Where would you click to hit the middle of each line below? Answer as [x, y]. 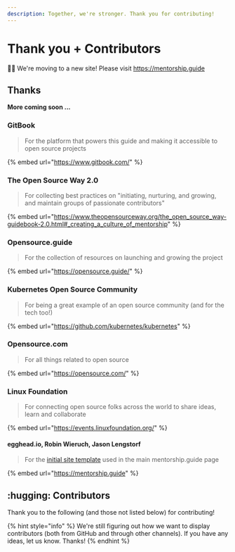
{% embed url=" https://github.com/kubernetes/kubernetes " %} [99, 326]
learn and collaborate [55, 414]
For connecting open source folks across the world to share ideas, [120, 407]
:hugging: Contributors [59, 495]
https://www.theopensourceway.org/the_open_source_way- [140, 216]
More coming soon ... [39, 107]
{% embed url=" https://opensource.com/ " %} [73, 373]
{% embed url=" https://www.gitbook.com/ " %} [75, 162]
